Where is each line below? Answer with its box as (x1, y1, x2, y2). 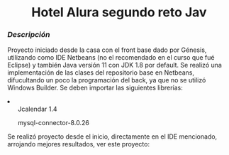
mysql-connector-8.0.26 (17, 119, 90, 127)
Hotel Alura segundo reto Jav (31, 4, 207, 21)
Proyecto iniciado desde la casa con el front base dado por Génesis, (7, 46, 207, 54)
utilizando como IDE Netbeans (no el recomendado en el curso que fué (7, 53, 215, 62)
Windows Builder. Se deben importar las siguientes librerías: (7, 83, 183, 92)
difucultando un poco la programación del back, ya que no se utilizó (7, 76, 206, 85)
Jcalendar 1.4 (17, 105, 58, 114)
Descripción (7, 30, 51, 40)
